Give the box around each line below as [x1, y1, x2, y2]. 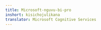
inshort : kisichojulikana [5, 12, 60, 17]
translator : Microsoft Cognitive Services [5, 17, 96, 22]
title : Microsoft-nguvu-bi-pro [5, 7, 72, 13]
